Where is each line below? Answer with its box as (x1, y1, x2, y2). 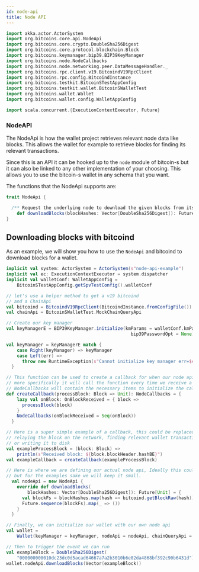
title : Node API (6, 14, 46, 20)
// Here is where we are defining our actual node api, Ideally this (6, 467, 182, 474)
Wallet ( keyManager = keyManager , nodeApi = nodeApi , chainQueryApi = (17, 534, 192, 539)
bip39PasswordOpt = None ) (130, 331, 195, 338)
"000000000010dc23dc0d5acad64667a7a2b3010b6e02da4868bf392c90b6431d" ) (17, 555, 195, 561)
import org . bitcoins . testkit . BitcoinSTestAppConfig (6, 80, 136, 86)
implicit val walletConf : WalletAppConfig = (6, 277, 118, 283)
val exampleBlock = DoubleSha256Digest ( (6, 549, 108, 555)
